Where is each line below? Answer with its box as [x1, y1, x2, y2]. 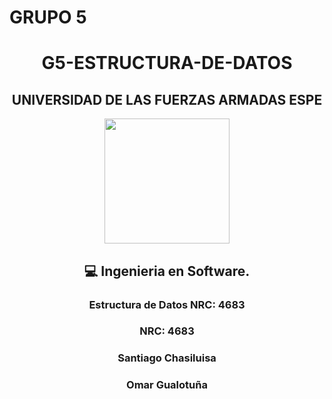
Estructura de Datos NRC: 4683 [88, 297, 246, 311]
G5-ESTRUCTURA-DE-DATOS [41, 52, 293, 75]
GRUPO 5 [9, 6, 87, 29]
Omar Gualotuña [126, 378, 208, 392]
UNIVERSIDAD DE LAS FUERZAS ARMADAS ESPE [11, 91, 323, 108]
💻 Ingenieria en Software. [83, 262, 251, 280]
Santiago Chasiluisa [117, 351, 217, 365]
